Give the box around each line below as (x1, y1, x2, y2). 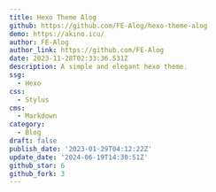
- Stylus (17, 95, 50, 104)
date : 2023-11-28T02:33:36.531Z (9, 54, 128, 63)
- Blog (17, 128, 42, 137)
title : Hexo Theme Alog (9, 12, 97, 22)
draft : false (9, 136, 58, 145)
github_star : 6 (9, 161, 66, 170)
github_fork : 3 (9, 169, 66, 178)
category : (9, 120, 46, 129)
